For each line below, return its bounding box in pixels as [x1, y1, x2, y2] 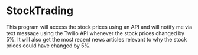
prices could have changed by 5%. [6, 42, 91, 49]
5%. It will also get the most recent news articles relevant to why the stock [6, 36, 187, 43]
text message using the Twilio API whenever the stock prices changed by [6, 29, 185, 36]
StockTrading [6, 4, 74, 18]
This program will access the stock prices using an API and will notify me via [6, 23, 193, 30]
